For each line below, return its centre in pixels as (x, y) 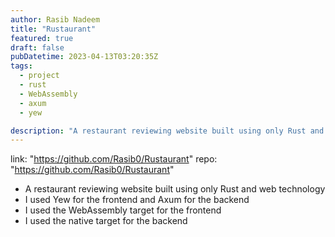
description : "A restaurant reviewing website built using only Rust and (167, 131)
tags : (21, 66)
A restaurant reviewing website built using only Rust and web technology (175, 189)
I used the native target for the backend (106, 221)
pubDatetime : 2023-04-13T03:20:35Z (84, 57)
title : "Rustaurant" (53, 29)
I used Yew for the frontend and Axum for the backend (137, 200)
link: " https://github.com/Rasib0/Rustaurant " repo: (114, 159)
